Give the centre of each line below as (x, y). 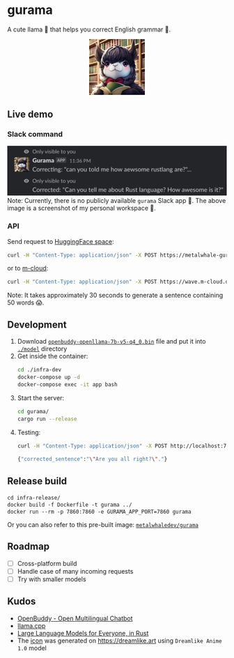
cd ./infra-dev (39, 370)
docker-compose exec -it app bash (67, 384)
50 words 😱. (26, 303)
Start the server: (41, 398)
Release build (37, 481)
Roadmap (29, 547)
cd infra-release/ (34, 498)
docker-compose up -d (48, 377)
